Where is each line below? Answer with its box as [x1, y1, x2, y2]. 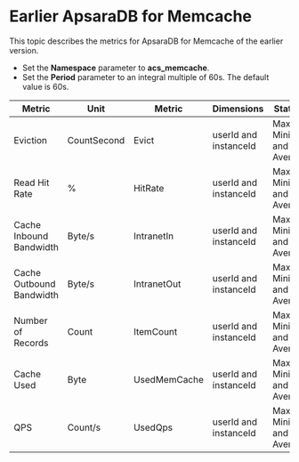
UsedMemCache [133, 373, 205, 385]
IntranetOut [133, 278, 182, 290]
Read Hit [13, 176, 50, 189]
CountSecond [67, 134, 125, 146]
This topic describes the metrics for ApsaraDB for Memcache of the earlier [9, 36, 284, 46]
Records [13, 336, 49, 349]
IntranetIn [133, 230, 174, 242]
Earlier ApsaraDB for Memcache [9, 6, 252, 27]
